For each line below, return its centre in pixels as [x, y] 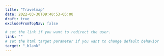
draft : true [17, 19]
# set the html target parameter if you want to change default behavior [82, 42]
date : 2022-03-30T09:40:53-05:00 [39, 14]
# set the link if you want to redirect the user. [58, 32]
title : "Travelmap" [25, 10]
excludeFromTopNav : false [31, 23]
